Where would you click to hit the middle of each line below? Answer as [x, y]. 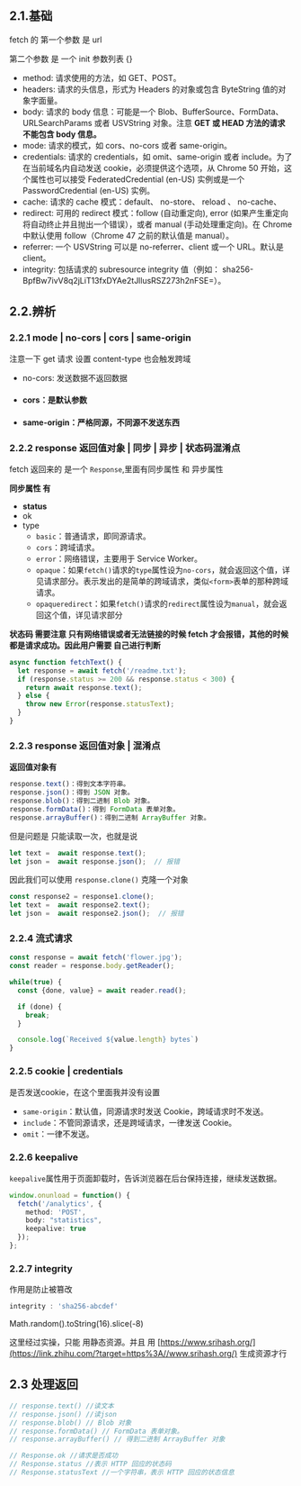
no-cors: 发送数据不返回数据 [75, 377]
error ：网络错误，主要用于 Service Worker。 [119, 558]
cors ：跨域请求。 [68, 547]
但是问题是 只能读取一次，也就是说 [73, 836]
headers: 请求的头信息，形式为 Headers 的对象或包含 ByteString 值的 [150, 89]
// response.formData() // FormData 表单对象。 [97, 1431]
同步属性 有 [30, 488]
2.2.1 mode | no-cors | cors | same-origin [100, 338]
